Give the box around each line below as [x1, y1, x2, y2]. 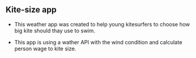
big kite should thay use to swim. [14, 27, 96, 34]
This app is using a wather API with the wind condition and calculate [14, 38, 183, 45]
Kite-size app [5, 5, 57, 15]
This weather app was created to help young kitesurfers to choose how [14, 20, 191, 28]
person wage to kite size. [14, 45, 76, 52]
